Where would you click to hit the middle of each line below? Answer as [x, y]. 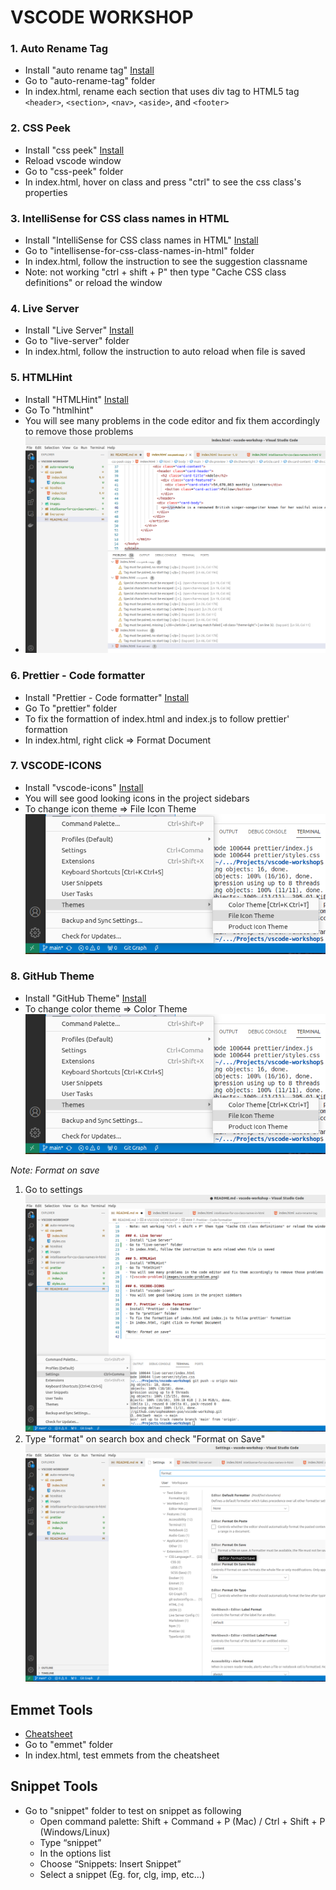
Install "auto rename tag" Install [89, 70]
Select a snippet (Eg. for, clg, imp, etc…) [122, 1874]
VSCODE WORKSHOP [102, 17]
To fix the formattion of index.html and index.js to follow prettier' [157, 718]
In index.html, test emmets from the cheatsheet [122, 1755]
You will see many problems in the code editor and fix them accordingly [172, 420]
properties [46, 192]
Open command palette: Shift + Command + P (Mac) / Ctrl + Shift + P [182, 1821]
